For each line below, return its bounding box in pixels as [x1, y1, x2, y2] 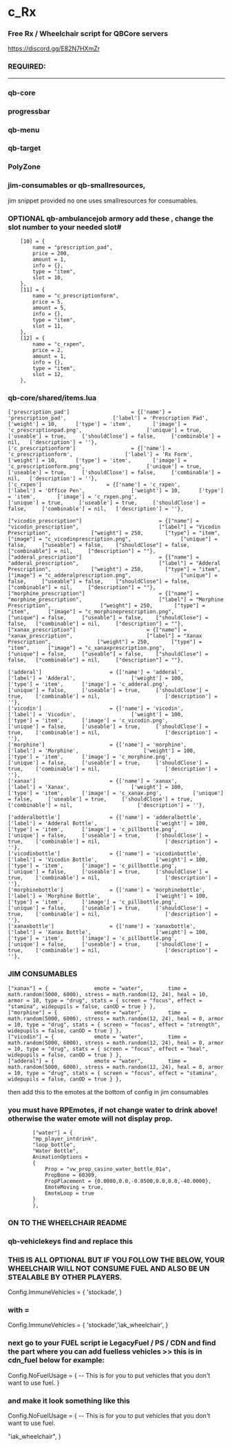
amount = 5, [32, 304, 67, 311]
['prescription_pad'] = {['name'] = [8, 409, 171, 416]
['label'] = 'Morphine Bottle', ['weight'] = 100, [8, 893, 209, 899]
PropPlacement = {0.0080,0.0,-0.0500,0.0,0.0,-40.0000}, [44, 1177, 212, 1184]
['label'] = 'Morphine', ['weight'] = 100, [8, 747, 196, 754]
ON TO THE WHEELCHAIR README [8, 1217, 127, 1227]
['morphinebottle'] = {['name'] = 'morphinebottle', [8, 886, 206, 894]
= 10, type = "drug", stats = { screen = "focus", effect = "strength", [8, 1021, 221, 1028]
